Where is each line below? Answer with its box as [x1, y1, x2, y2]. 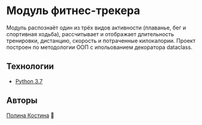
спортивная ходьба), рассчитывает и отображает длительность [6, 30, 174, 37]
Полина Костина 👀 [6, 112, 54, 119]
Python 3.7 [15, 77, 43, 85]
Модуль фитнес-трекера [6, 4, 141, 18]
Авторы [6, 96, 38, 106]
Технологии [6, 61, 54, 72]
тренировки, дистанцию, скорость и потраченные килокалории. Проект [6, 37, 196, 44]
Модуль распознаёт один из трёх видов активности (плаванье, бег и [6, 24, 187, 31]
